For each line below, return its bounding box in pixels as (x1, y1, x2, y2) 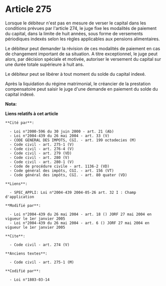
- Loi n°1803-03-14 (9, 277, 50, 282)
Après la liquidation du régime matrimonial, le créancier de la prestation (5, 81, 151, 87)
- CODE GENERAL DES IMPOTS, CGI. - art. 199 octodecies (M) (9, 138, 136, 143)
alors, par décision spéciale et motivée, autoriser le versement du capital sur (5, 56, 161, 62)
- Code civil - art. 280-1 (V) (9, 159, 74, 164)
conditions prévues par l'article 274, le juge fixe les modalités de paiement (5, 25, 157, 31)
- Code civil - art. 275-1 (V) (9, 142, 74, 147)
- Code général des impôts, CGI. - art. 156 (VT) (9, 168, 114, 173)
